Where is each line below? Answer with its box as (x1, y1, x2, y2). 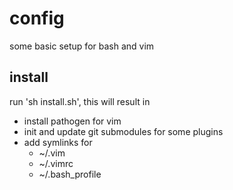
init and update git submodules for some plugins (23, 125, 224, 137)
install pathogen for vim (23, 115, 122, 127)
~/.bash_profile (38, 168, 102, 180)
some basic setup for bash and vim (9, 40, 155, 52)
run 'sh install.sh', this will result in (9, 95, 151, 107)
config (9, 7, 65, 30)
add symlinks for (23, 136, 93, 148)
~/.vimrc (38, 157, 74, 169)
